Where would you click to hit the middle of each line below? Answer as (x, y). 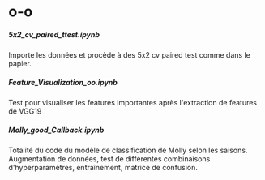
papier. (20, 64)
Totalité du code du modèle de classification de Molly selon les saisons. (128, 150)
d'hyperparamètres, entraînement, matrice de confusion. (103, 168)
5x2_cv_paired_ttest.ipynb (54, 34)
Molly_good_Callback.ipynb (56, 130)
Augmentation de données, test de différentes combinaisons (109, 159)
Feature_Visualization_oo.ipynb (63, 82)
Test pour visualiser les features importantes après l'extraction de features (133, 103)
